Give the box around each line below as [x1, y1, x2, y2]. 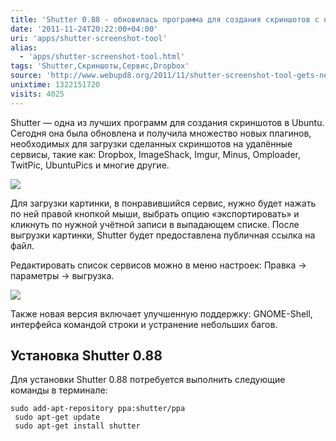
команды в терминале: [10, 384, 108, 396]
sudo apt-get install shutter [14, 421, 141, 431]
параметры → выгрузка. [10, 269, 115, 281]
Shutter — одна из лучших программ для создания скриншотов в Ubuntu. [10, 116, 325, 128]
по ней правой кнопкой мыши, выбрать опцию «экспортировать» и [10, 207, 300, 220]
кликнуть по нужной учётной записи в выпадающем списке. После [10, 218, 300, 230]
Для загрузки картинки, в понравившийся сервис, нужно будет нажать [10, 197, 317, 209]
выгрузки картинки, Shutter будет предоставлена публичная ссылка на [10, 229, 316, 241]
